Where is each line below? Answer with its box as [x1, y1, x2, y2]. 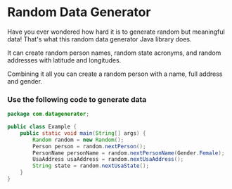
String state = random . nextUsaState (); [32, 162, 150, 169]
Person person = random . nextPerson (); [32, 143, 146, 150]
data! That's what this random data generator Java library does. [7, 34, 192, 43]
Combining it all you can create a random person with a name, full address [7, 70, 223, 78]
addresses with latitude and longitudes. [7, 56, 122, 64]
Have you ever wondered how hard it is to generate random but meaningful [7, 27, 225, 36]
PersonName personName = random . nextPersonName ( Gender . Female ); [32, 149, 225, 157]
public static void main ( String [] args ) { [20, 129, 146, 137]
